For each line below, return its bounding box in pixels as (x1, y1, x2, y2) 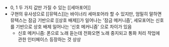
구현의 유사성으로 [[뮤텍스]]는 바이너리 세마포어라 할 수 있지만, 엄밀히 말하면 (10, 11, 162, 17)
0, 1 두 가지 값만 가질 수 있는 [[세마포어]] (10, 5, 91, 10)
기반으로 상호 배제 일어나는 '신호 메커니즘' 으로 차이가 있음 (15, 24, 132, 30)
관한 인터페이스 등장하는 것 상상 (17, 36, 81, 42)
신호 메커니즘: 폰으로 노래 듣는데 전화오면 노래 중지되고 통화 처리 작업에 (17, 30, 160, 36)
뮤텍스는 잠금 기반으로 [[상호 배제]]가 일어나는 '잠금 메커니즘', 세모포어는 (10, 17, 155, 23)
